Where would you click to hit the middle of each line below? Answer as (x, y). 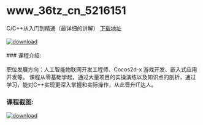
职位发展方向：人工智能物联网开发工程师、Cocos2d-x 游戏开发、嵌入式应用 (102, 69)
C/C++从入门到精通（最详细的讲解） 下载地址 (64, 28)
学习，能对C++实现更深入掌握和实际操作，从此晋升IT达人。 (82, 84)
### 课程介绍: (24, 55)
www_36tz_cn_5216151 (67, 11)
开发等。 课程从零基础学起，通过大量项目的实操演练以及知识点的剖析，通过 (101, 77)
